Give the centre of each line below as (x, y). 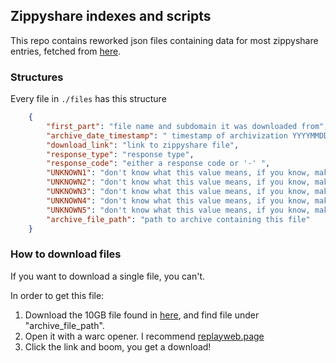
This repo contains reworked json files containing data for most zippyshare (164, 40)
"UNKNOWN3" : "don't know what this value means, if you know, (178, 192)
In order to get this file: (57, 295)
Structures (37, 77)
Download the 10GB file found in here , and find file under (142, 315)
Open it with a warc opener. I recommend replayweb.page (144, 336)
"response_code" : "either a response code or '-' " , (158, 164)
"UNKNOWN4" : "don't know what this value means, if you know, (178, 200)
